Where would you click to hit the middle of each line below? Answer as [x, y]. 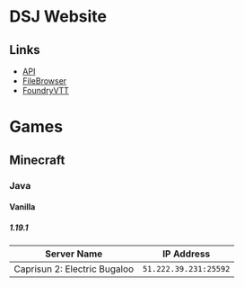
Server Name [74, 254]
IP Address [187, 254]
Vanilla [22, 207]
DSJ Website [58, 17]
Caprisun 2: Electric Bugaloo [74, 269]
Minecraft [37, 160]
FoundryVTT [46, 90]
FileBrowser [44, 81]
